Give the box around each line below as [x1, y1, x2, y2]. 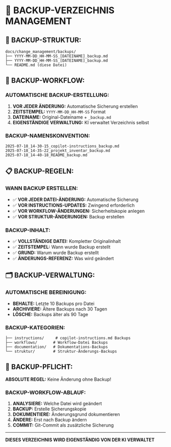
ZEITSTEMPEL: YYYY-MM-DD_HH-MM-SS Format [12, 108, 106, 115]
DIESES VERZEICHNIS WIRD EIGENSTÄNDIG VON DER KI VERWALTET [5, 437, 155, 443]
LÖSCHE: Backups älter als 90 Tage [12, 311, 89, 317]
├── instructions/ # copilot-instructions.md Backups [5, 336, 131, 341]
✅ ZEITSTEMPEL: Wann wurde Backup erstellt [12, 244, 111, 250]
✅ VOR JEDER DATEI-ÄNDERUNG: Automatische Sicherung [12, 196, 139, 203]
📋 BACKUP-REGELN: [5, 167, 74, 176]
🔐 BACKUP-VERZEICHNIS [5, 5, 115, 16]
